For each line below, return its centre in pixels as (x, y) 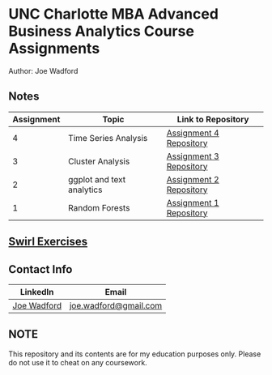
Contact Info (40, 269)
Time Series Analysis (108, 138)
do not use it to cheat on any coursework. (78, 362)
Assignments (54, 49)
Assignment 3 (193, 156)
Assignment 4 (193, 133)
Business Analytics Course (101, 31)
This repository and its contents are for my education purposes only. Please (135, 354)
